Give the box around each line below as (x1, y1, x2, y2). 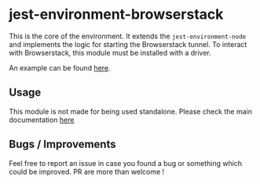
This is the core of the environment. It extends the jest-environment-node (9, 31, 247, 41)
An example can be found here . (9, 63, 111, 72)
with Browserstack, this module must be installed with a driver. (9, 48, 211, 57)
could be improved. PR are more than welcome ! (9, 167, 165, 176)
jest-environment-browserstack (9, 5, 224, 23)
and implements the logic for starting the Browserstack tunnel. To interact (9, 39, 247, 49)
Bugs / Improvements (9, 138, 116, 151)
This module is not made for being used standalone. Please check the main (9, 106, 252, 116)
